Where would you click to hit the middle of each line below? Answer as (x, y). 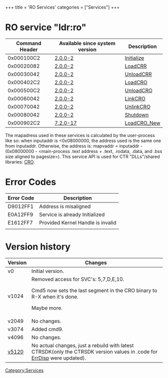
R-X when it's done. (55, 296)
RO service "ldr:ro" (46, 27)
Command (28, 43)
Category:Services (24, 370)
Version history (38, 247)
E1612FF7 (20, 222)
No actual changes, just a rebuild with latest (83, 345)
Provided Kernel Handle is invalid (78, 222)
